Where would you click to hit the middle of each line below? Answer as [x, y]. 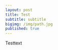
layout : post [19, 10]
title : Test [18, 15]
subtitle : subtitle [26, 19]
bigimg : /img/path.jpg [29, 24]
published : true [22, 29]
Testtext [14, 43]
